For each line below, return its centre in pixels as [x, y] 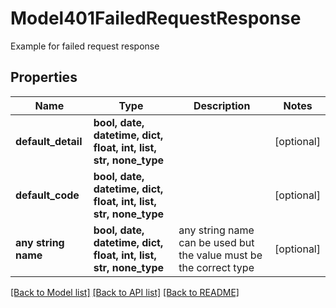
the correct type [216, 267]
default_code [47, 195]
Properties [44, 77]
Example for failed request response [85, 46]
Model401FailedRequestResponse [156, 18]
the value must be [220, 255]
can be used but [216, 242]
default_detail [49, 141]
